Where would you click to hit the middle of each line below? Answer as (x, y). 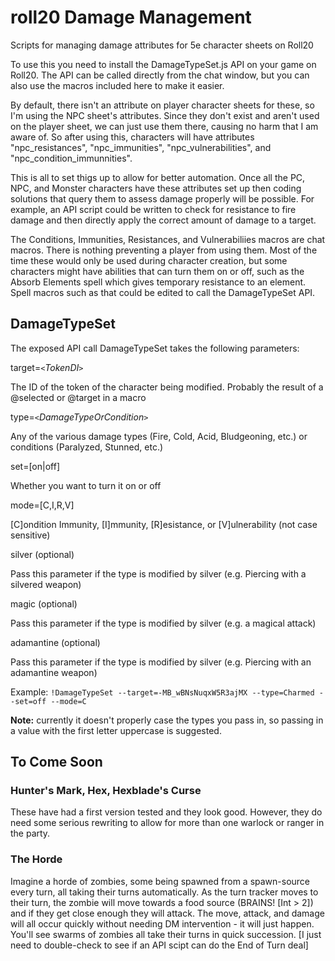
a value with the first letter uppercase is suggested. (116, 730)
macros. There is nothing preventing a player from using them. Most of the (164, 250)
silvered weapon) (46, 584)
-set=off (28, 701)
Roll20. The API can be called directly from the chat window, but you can (160, 75)
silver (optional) (42, 554)
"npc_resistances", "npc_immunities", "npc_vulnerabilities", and (141, 147)
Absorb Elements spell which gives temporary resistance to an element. (158, 282)
